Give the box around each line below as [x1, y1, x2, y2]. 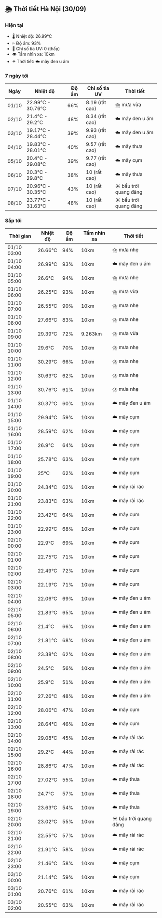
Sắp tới [5, 217, 22, 224]
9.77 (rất [86, 155, 106, 161]
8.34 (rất [86, 113, 106, 120]
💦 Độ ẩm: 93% [12, 40, 41, 46]
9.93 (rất [86, 127, 106, 133]
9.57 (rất [86, 141, 106, 147]
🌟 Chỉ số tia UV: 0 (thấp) [12, 46, 60, 51]
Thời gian [9, 233, 31, 239]
